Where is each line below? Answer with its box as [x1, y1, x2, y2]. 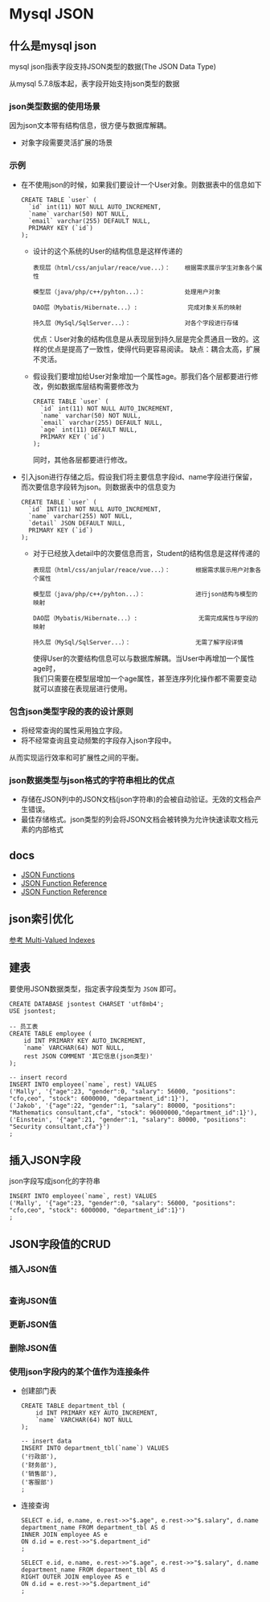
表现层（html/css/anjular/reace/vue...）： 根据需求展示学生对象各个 [32, 263, 256, 272]
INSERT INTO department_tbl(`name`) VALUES [20, 1444, 170, 1452]
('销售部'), [20, 1470, 58, 1478]
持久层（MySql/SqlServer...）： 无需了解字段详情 [32, 638, 243, 646]
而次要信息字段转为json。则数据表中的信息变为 [20, 482, 176, 492]
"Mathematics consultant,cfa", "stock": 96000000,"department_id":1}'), [9, 1108, 258, 1117]
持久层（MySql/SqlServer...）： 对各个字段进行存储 [32, 319, 239, 327]
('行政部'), [20, 1453, 58, 1461]
